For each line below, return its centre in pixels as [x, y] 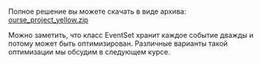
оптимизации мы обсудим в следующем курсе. [90, 52]
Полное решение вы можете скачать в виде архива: [97, 11]
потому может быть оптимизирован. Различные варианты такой [118, 43]
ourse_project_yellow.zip [49, 20]
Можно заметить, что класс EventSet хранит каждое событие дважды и [131, 35]
